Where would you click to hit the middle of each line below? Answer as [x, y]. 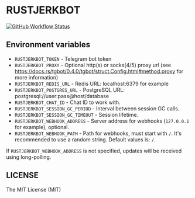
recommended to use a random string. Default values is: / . [85, 139]
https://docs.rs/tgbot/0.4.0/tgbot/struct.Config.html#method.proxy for [99, 71]
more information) [36, 77]
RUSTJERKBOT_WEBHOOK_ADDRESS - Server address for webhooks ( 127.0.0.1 [102, 121]
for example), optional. [42, 127]
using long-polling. [29, 157]
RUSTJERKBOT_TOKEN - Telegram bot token [63, 58]
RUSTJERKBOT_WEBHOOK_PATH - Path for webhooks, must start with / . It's [98, 133]
